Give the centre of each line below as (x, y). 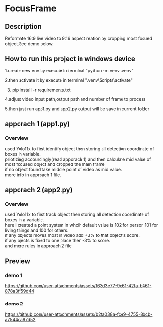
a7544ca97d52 (20, 320)
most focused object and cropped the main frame (55, 164)
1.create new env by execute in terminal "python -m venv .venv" (70, 70)
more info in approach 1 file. (33, 175)
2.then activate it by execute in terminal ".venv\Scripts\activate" (69, 80)
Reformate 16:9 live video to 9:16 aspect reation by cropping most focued (79, 38)
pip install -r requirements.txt (41, 90)
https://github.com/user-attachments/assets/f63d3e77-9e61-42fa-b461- (78, 286)
